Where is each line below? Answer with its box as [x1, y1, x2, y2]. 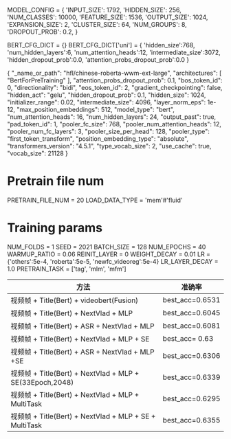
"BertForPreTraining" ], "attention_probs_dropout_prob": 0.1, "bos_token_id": [7, 76, 223, 85]
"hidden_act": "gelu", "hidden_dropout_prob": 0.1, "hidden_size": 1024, [7, 91, 206, 99]
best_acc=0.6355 [162, 415, 221, 425]
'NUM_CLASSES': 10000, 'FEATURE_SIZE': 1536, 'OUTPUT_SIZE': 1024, [7, 13, 208, 21]
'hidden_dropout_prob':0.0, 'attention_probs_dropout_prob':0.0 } [7, 56, 190, 64]
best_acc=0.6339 [162, 372, 221, 382]
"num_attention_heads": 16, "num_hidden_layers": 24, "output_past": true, [7, 113, 217, 121]
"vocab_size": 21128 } [7, 149, 69, 157]
